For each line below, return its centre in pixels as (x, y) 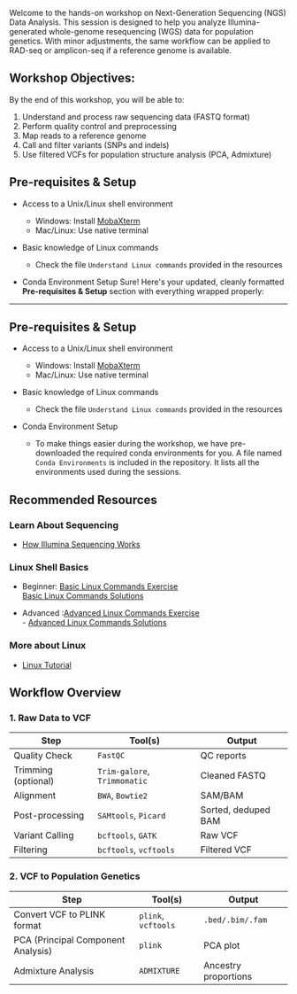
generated (28, 31)
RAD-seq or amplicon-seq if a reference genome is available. (121, 50)
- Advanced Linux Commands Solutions (94, 623)
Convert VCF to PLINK (60, 914)
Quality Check (43, 756)
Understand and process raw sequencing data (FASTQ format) (136, 116)
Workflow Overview (65, 693)
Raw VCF (219, 835)
